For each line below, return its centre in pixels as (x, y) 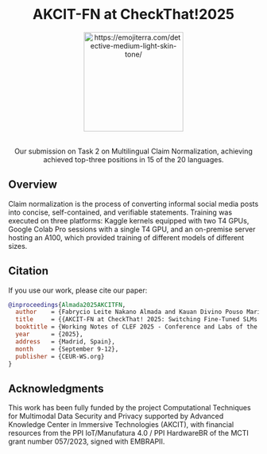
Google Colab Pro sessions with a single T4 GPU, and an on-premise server (132, 229)
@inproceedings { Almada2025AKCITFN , (67, 305)
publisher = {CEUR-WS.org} (60, 356)
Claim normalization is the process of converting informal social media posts (133, 204)
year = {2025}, (49, 335)
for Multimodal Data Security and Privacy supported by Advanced (116, 416)
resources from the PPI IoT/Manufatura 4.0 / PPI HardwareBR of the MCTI (128, 433)
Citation (29, 271)
